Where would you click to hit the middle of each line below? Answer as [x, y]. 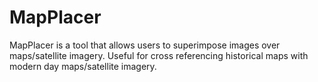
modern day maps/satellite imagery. [83, 66]
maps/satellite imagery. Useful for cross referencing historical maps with [159, 55]
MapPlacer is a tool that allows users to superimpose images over [145, 45]
